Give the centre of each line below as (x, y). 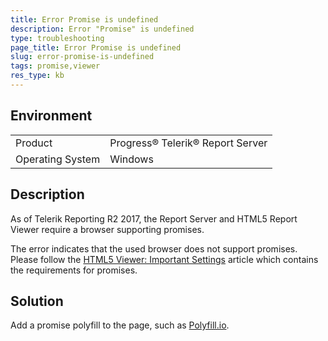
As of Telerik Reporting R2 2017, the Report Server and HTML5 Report (154, 218)
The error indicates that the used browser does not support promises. (154, 248)
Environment (51, 116)
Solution (37, 301)
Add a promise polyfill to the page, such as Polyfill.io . (120, 325)
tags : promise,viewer (55, 66)
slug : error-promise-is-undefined (82, 57)
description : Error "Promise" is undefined (102, 29)
